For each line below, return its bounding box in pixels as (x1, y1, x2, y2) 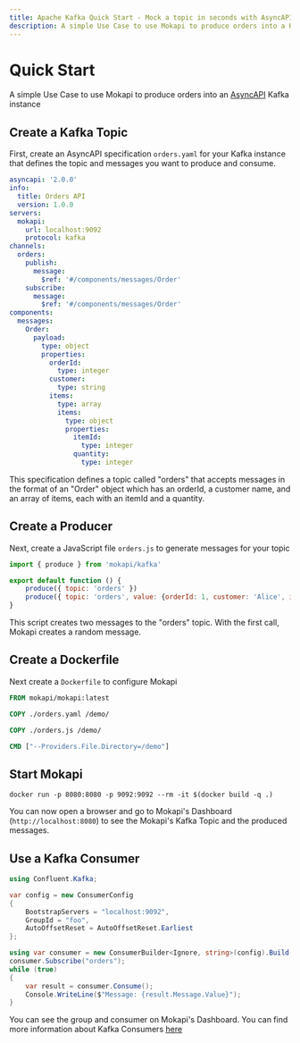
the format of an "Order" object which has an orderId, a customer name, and (9, 484, 291, 494)
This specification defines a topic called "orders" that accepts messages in (9, 474, 286, 484)
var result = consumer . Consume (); (25, 981, 154, 990)
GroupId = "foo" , (25, 915, 90, 925)
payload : (32, 332, 66, 342)
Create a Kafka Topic (9, 124, 129, 139)
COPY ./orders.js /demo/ (9, 726, 102, 735)
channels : (9, 242, 46, 251)
